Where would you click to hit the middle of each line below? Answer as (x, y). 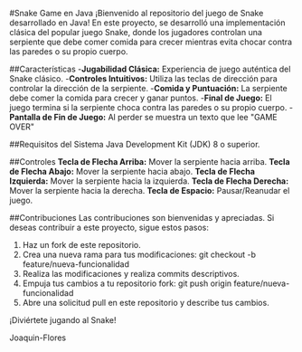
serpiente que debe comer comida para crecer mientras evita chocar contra (151, 42)
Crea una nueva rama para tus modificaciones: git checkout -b (139, 254)
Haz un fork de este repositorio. (82, 245)
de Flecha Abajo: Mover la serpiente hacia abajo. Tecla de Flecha (132, 171)
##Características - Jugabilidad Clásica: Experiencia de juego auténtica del (150, 69)
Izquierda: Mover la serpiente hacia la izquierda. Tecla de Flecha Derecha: (149, 181)
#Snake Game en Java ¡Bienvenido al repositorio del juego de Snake (137, 13)
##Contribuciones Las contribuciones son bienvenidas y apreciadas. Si (142, 218)
